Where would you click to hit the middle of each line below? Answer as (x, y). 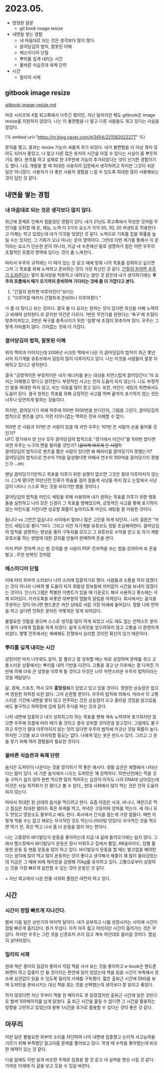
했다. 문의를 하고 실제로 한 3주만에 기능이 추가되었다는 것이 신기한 (77, 159)
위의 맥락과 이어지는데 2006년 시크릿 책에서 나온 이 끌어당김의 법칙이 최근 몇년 (80, 352)
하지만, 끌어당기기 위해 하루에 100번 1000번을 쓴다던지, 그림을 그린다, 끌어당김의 (82, 410)
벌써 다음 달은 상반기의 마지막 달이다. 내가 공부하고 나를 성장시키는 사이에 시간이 (82, 922)
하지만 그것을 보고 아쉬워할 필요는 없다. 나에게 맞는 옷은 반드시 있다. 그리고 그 (79, 735)
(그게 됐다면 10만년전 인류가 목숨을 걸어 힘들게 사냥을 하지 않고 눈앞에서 (80, 480)
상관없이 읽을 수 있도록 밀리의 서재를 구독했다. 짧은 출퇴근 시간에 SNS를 (82, 978)
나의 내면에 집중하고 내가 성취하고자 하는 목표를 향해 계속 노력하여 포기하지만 (78, 717)
